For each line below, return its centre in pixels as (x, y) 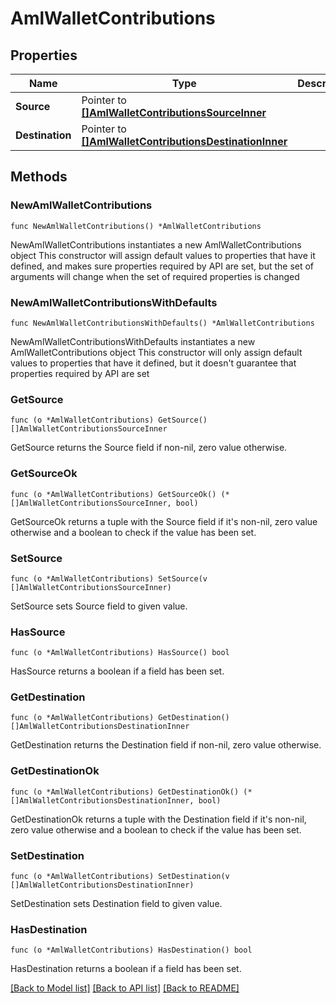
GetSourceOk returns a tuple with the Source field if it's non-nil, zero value (164, 521)
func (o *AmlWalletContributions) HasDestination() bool (131, 950)
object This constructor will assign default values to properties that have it (163, 255)
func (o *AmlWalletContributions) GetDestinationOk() (125, 792)
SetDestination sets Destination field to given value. (116, 904)
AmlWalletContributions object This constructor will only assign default (156, 352)
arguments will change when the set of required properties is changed (155, 276)
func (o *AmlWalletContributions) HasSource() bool (120, 653)
